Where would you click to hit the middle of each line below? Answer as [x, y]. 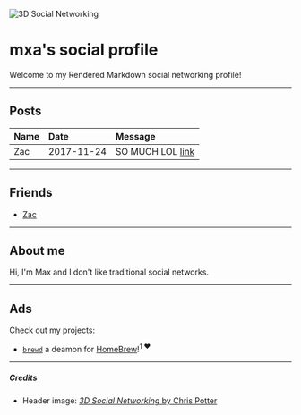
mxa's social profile [84, 50]
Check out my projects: [52, 330]
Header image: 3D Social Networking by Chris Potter [120, 400]
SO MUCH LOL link [155, 151]
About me [37, 250]
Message [135, 136]
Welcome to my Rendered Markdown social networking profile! [125, 74]
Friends [31, 193]
